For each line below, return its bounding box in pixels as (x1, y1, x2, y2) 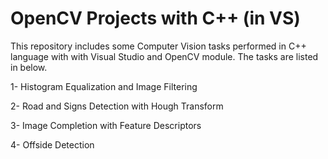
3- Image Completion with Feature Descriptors (10, 119, 202, 131)
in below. (10, 61, 48, 73)
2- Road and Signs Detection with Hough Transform (10, 100, 224, 112)
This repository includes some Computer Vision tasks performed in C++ (10, 40, 307, 52)
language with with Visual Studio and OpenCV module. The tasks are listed (10, 50, 319, 62)
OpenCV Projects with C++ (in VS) (10, 7, 301, 30)
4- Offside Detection (10, 138, 95, 151)
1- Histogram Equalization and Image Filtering (10, 80, 198, 92)
